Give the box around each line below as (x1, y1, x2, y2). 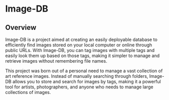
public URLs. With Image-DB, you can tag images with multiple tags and (5, 47, 155, 53)
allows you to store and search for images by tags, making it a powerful (12, 79, 161, 84)
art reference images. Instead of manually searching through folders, (5, 73, 148, 79)
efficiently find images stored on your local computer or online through (5, 42, 152, 48)
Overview (5, 23, 37, 32)
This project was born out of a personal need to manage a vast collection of (5, 68, 163, 74)
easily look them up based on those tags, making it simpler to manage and (5, 53, 160, 59)
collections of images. (5, 89, 51, 95)
